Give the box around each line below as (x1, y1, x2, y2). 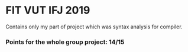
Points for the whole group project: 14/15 (5, 38, 125, 46)
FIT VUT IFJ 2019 (5, 4, 90, 17)
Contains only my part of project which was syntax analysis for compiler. (5, 23, 183, 30)
